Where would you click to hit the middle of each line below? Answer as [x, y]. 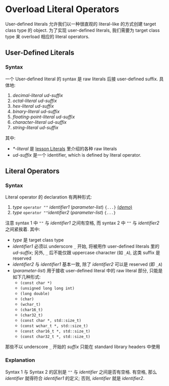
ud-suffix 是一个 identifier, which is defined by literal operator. [77, 155]
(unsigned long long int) [47, 288]
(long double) [35, 294]
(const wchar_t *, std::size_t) [54, 326]
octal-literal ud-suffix [35, 101]
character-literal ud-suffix [40, 122]
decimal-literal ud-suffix [38, 95]
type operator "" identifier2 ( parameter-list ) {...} [64, 213]
